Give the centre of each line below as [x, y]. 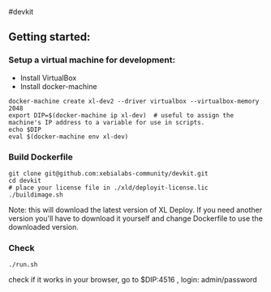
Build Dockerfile [41, 157]
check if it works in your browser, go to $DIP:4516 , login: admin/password [133, 280]
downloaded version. [43, 226]
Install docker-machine [58, 86]
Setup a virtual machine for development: [92, 60]
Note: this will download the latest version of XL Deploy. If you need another [135, 209]
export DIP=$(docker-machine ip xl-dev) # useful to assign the [121, 115]
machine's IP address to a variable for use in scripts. [107, 122]
